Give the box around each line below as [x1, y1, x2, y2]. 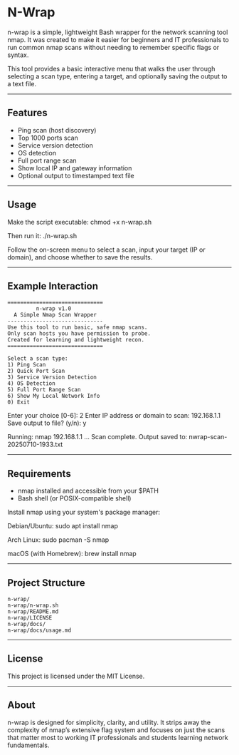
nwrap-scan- [188, 433, 228, 441]
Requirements [7, 468, 71, 480]
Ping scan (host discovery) [17, 125, 97, 134]
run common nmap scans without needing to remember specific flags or [7, 43, 220, 51]
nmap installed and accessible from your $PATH [17, 486, 159, 495]
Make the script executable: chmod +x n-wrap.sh [7, 217, 152, 226]
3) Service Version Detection [7, 374, 97, 381]
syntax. [7, 51, 29, 59]
